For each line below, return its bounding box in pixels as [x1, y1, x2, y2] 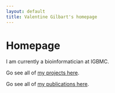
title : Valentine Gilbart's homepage [6, 14, 98, 20]
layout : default [6, 8, 45, 15]
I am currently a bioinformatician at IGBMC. [6, 58, 109, 65]
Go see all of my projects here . [6, 69, 80, 76]
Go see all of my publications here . [6, 81, 89, 88]
